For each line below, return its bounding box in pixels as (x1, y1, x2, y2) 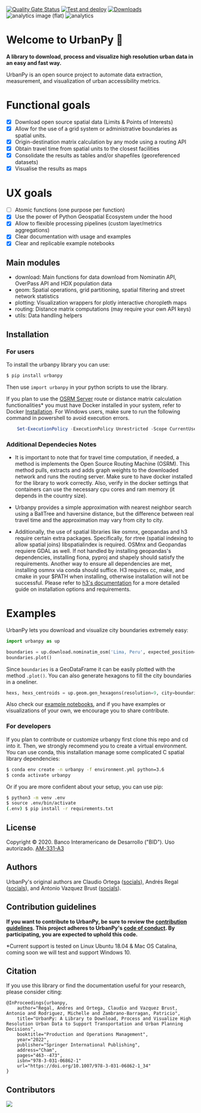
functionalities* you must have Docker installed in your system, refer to (6, 401, 181, 409)
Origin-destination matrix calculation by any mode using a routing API (14, 138, 187, 145)
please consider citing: (6, 989, 63, 996)
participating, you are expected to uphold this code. (6, 930, 138, 938)
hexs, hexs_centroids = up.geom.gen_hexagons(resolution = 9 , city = (6, 690, 175, 696)
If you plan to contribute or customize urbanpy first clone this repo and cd (6, 736, 188, 743)
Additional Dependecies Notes (6, 440, 97, 448)
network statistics (14, 293, 59, 300)
